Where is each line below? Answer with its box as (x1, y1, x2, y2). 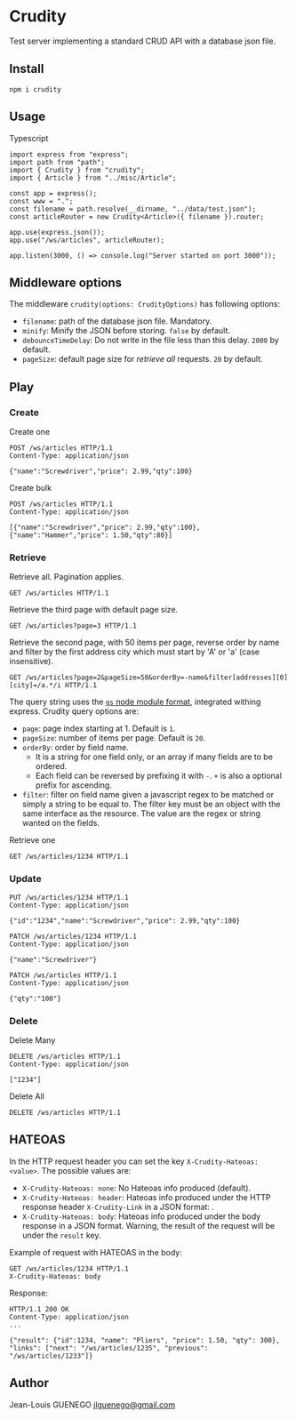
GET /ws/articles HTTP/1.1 (9, 589, 109, 597)
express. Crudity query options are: (9, 706, 140, 717)
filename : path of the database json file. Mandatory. (21, 316, 212, 326)
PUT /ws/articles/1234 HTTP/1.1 (9, 893, 129, 902)
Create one (9, 427, 51, 437)
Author (9, 1375, 49, 1391)
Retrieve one (9, 835, 56, 846)
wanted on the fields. (21, 818, 100, 829)
